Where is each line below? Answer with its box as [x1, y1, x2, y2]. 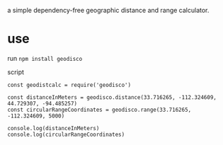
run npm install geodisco [7, 54, 83, 62]
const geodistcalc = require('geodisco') [7, 81, 132, 88]
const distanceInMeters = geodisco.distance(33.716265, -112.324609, [7, 93, 217, 101]
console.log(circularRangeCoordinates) [7, 131, 125, 138]
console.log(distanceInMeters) [7, 124, 100, 132]
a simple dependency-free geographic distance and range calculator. [7, 6, 210, 14]
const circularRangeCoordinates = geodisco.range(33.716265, [7, 106, 192, 113]
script [7, 67, 25, 76]
